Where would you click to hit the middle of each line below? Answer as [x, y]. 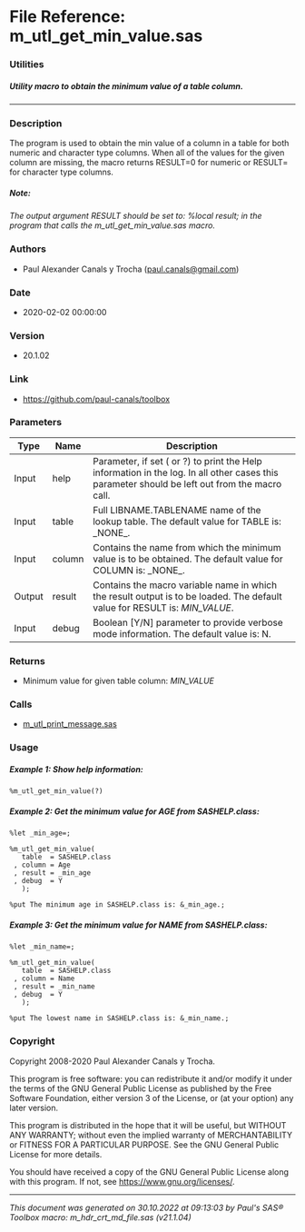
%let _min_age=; [40, 833]
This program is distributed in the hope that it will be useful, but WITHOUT [148, 1125]
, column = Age [42, 865]
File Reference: [68, 17]
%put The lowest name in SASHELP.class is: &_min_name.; [119, 1018]
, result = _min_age [52, 873]
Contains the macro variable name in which [185, 585]
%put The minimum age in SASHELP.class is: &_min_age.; [117, 905]
